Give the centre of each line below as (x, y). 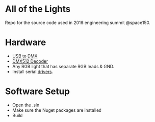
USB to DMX (25, 56)
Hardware (26, 42)
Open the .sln (26, 105)
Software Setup (38, 91)
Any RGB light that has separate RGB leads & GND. (63, 66)
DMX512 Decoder (30, 61)
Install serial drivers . (32, 72)
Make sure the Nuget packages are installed (57, 110)
